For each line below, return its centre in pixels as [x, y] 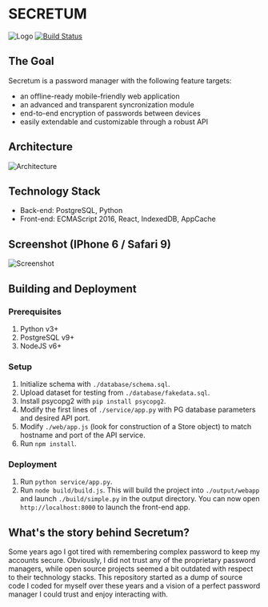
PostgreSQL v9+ [47, 337]
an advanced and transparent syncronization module [107, 104]
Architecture [41, 147]
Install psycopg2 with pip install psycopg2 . [93, 401]
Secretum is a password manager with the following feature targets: [120, 80]
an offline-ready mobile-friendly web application [100, 96]
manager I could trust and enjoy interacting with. [88, 594]
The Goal [31, 61]
